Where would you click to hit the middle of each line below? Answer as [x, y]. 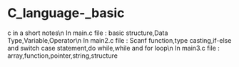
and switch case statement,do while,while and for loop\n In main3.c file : [113, 48]
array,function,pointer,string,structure [62, 56]
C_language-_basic [66, 13]
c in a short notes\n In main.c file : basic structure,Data [88, 33]
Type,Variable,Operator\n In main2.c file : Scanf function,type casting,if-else [119, 40]
